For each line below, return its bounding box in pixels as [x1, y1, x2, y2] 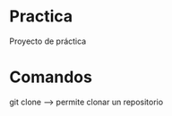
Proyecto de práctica [9, 36, 87, 46]
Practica [9, 6, 73, 27]
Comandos [9, 67, 92, 87]
